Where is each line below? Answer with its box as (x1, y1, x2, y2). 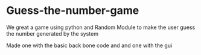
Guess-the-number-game (6, 4, 139, 18)
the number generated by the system (6, 30, 98, 37)
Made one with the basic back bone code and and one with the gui (6, 42, 173, 49)
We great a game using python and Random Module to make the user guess (6, 24, 196, 31)
